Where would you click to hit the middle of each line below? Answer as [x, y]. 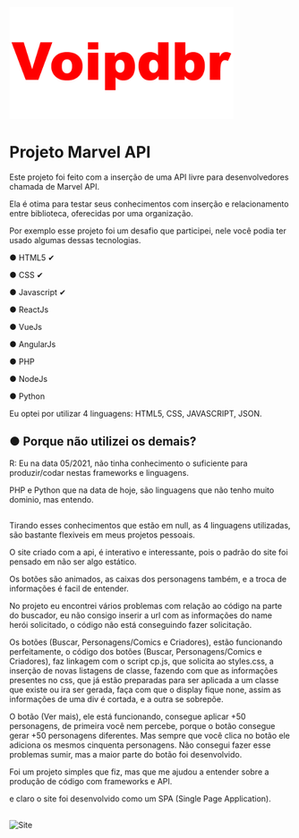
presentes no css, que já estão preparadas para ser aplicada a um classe [144, 681]
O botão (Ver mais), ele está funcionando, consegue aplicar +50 [128, 716]
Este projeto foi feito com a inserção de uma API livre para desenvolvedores [149, 177]
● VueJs [26, 326]
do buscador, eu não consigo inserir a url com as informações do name [141, 615]
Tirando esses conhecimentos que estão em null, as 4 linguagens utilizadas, [150, 526]
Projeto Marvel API [80, 152]
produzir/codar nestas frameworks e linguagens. [99, 472]
